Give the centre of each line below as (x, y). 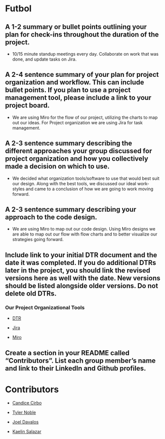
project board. (28, 106)
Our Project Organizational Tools (45, 307)
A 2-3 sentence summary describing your (71, 210)
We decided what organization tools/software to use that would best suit (86, 178)
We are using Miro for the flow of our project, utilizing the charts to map (85, 117)
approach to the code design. (51, 217)
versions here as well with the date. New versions (83, 278)
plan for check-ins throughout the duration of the (82, 34)
